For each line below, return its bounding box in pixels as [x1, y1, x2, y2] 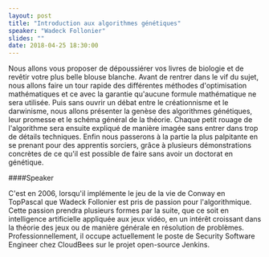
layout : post [8, 11, 52, 20]
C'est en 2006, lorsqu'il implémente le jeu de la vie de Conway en [8, 189, 226, 198]
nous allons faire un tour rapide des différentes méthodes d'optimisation [8, 81, 247, 91]
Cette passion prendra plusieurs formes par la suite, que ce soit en [8, 206, 229, 215]
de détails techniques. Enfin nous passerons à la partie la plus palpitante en [8, 132, 259, 141]
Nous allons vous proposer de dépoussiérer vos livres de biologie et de [8, 63, 244, 73]
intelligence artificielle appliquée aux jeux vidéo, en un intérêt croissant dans [8, 214, 262, 224]
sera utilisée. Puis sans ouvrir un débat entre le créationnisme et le [8, 98, 229, 108]
